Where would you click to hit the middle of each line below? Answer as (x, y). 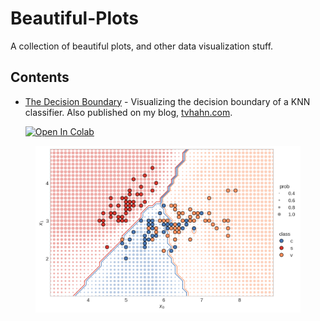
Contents (40, 77)
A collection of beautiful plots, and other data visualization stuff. (142, 46)
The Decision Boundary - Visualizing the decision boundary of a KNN (167, 101)
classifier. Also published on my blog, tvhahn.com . (128, 112)
